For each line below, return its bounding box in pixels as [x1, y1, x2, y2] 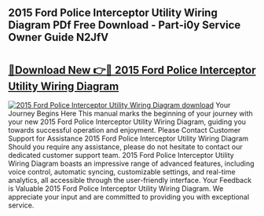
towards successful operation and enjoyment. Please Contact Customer [8, 126, 241, 134]
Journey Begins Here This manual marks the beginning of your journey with [8, 109, 253, 118]
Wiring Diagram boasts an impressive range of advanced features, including [8, 159, 255, 168]
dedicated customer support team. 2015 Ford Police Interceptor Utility [8, 151, 234, 159]
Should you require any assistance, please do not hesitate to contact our [8, 142, 244, 152]
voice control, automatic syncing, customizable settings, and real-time [8, 167, 236, 176]
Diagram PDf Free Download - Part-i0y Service [8, 19, 241, 32]
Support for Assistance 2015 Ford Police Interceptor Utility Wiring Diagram [8, 134, 249, 143]
